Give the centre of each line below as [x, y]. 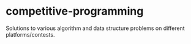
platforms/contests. [30, 34]
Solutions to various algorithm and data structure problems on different [95, 28]
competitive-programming [75, 11]
